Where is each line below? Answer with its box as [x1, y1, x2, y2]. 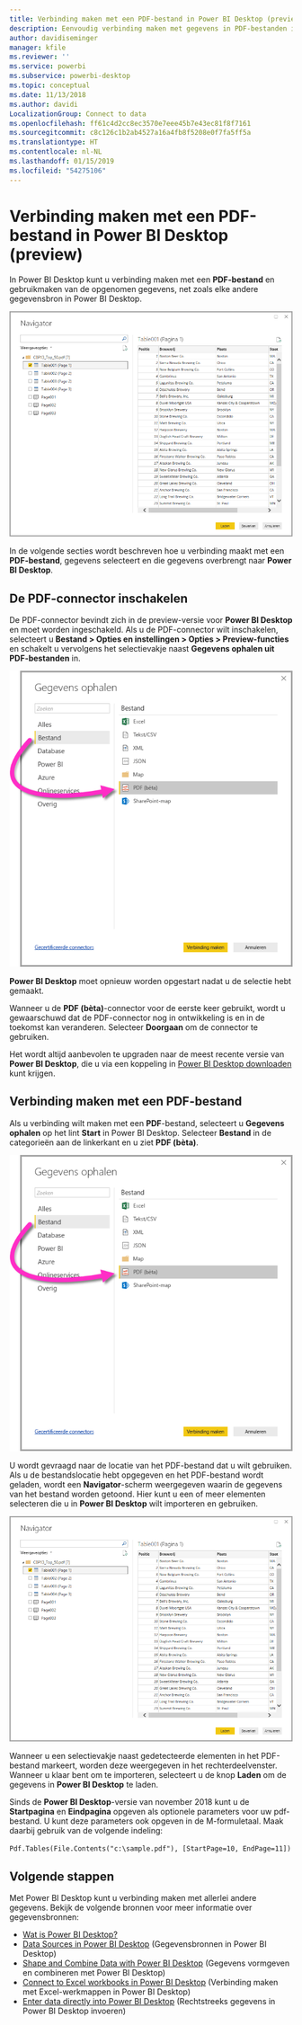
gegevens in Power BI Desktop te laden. [9, 1780, 159, 1790]
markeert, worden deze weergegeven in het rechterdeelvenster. [41, 1760, 278, 1771]
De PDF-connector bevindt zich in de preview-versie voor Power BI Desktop [9, 615, 293, 626]
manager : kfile [9, 43, 67, 52]
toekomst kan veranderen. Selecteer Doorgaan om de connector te [9, 1021, 259, 1033]
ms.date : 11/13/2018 [9, 90, 87, 99]
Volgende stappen [9, 1869, 115, 1884]
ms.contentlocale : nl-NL [9, 147, 102, 156]
